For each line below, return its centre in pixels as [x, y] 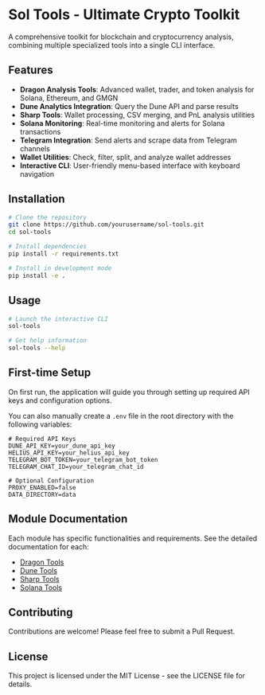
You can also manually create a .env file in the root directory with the [121, 416]
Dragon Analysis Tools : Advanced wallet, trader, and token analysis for [137, 89]
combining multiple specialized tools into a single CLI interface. [112, 45]
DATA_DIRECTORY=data [43, 494]
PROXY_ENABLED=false [43, 487]
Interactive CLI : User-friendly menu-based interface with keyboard [130, 166]
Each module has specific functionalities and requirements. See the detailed [133, 538]
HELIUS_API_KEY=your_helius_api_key [69, 453]
